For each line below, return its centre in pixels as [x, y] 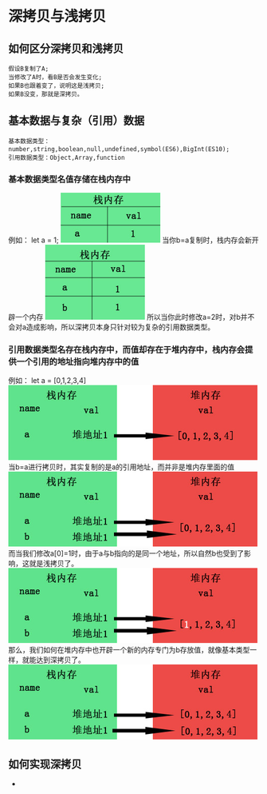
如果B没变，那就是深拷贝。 [46, 94]
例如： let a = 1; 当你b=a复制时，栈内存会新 [130, 240]
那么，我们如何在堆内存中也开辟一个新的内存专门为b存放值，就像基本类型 [129, 650]
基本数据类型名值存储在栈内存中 [70, 179]
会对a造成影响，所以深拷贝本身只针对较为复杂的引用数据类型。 [112, 327]
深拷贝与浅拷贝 [57, 16]
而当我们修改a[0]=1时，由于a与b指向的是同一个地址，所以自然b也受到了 [126, 553]
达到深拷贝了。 [60, 660]
